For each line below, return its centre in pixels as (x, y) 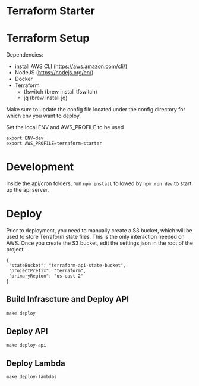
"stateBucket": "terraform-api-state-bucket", (67, 266)
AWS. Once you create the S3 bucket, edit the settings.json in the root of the (99, 243)
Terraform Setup (48, 38)
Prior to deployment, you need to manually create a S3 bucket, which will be (99, 230)
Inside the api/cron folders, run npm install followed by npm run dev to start (99, 183)
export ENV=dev (25, 138)
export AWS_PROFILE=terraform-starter (54, 144)
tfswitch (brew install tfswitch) (61, 92)
